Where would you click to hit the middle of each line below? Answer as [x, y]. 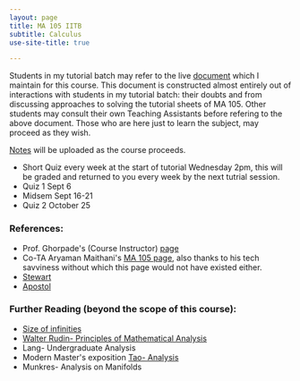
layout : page [34, 17]
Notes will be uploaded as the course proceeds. [98, 150]
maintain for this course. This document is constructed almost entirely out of [150, 85]
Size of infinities [52, 328]
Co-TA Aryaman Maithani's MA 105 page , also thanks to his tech [141, 258]
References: [37, 229]
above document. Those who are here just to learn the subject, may [134, 123]
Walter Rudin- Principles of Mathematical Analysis [115, 338]
